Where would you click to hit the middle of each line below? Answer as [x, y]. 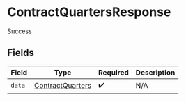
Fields [21, 53]
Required [113, 72]
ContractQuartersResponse [89, 12]
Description [155, 72]
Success [20, 31]
